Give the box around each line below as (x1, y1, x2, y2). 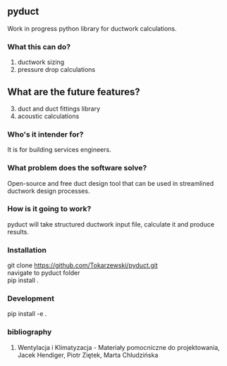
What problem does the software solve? (7, 163, 147, 173)
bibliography (7, 327, 52, 337)
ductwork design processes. (7, 187, 90, 195)
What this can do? (7, 42, 71, 51)
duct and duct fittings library (17, 104, 101, 113)
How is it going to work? (7, 204, 92, 214)
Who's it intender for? (7, 130, 84, 139)
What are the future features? (7, 86, 141, 98)
